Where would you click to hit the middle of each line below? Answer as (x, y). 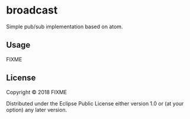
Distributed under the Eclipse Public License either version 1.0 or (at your (95, 103)
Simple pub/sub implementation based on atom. (65, 27)
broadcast (32, 10)
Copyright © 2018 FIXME (37, 92)
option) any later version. (36, 110)
